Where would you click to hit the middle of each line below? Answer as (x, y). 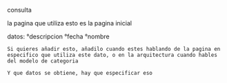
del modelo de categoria (43, 61)
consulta (20, 10)
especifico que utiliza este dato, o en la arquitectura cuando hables (112, 55)
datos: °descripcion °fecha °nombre (58, 36)
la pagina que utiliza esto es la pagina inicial (70, 23)
